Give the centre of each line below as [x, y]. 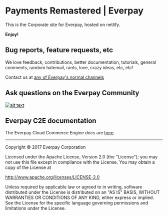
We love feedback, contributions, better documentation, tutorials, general [81, 62]
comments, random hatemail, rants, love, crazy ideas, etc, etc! [69, 67]
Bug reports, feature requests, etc [59, 50]
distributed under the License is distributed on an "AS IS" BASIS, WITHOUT [82, 192]
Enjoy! [12, 34]
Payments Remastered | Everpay [74, 11]
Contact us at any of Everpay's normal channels [54, 77]
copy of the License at [28, 167]
